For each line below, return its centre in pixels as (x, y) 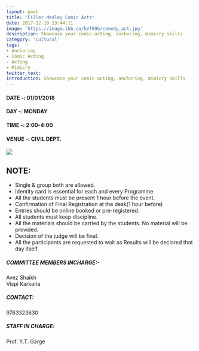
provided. (27, 229)
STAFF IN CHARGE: (30, 326)
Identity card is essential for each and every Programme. (85, 191)
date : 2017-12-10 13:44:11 (40, 23)
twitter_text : (24, 73)
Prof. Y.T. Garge (26, 341)
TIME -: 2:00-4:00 (30, 125)
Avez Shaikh (22, 277)
